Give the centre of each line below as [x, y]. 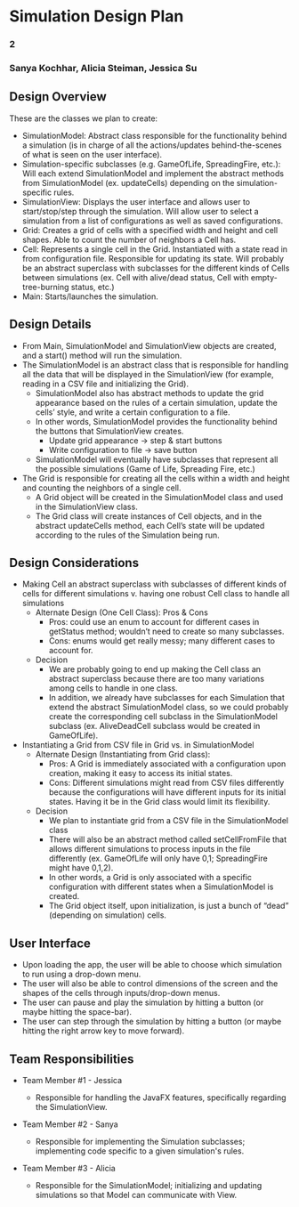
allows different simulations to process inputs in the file [149, 849]
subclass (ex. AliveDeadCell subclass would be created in [154, 726]
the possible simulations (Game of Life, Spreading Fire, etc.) [145, 468]
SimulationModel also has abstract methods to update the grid [149, 393]
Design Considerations [74, 563]
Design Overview [58, 97]
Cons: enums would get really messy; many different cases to [162, 641]
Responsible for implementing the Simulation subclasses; [140, 1142]
